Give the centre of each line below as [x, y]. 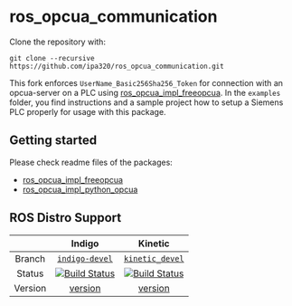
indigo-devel [85, 258]
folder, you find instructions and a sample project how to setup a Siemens [146, 102]
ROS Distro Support [66, 218]
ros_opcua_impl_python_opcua [80, 189]
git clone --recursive [52, 58]
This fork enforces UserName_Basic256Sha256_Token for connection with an [146, 82]
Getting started [53, 141]
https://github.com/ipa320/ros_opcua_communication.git [117, 66]
